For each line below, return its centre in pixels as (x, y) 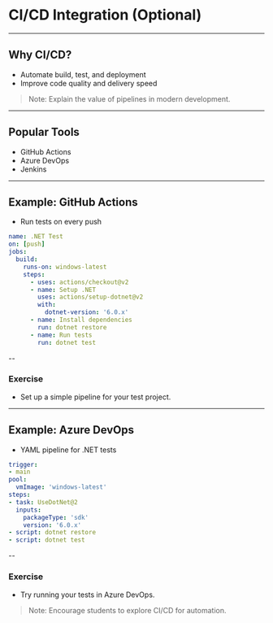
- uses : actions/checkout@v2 (79, 282)
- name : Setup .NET (63, 290)
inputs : (29, 510)
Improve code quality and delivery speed (89, 83)
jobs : (17, 252)
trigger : (23, 464)
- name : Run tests (61, 335)
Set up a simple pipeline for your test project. (95, 397)
